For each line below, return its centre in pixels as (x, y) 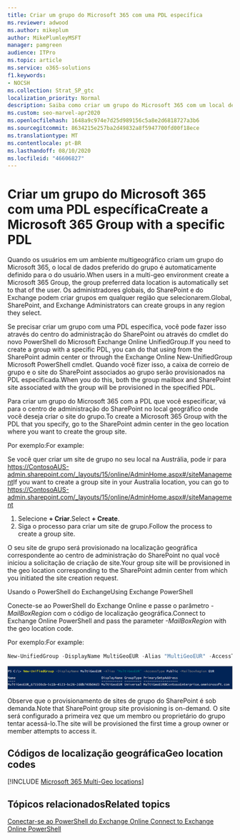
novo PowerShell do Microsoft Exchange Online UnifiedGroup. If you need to (119, 342)
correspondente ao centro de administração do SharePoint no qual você (114, 555)
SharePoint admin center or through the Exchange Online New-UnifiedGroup (120, 357)
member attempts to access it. (52, 731)
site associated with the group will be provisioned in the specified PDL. (111, 387)
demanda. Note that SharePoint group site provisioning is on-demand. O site (119, 708)
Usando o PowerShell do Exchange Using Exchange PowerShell (100, 592)
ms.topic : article (35, 61)
